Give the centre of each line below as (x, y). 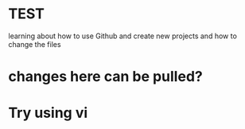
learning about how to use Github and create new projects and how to (122, 36)
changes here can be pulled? (105, 77)
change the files (35, 44)
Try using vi (48, 113)
